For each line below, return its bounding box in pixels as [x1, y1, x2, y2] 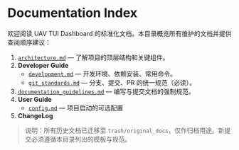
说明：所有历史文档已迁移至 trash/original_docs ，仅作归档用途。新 [24, 126, 225, 134]
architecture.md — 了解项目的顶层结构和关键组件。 [17, 53, 169, 62]
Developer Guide [17, 61, 69, 69]
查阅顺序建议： [7, 37, 51, 47]
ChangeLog [17, 111, 53, 120]
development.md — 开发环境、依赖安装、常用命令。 [28, 69, 176, 78]
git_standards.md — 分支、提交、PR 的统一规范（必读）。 [28, 78, 196, 86]
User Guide [17, 95, 52, 103]
